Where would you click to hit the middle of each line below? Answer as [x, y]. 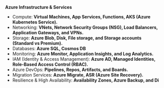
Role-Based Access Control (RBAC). [50, 64]
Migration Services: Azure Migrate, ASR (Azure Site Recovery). [78, 75]
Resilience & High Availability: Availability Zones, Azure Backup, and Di [86, 80]
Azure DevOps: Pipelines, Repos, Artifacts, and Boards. [70, 70]
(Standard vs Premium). [37, 43]
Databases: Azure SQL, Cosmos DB [49, 48]
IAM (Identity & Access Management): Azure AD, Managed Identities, [84, 59]
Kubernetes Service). [35, 22]
